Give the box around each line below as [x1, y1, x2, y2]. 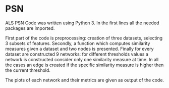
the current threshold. [5, 67, 50, 73]
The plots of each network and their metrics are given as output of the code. [5, 77, 164, 83]
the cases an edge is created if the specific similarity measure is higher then [5, 62, 164, 68]
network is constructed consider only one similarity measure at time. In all [5, 56, 159, 62]
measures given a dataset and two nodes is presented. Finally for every [5, 46, 154, 52]
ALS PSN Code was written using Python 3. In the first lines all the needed [5, 20, 159, 26]
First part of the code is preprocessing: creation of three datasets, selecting [5, 35, 163, 41]
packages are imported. [5, 25, 55, 31]
